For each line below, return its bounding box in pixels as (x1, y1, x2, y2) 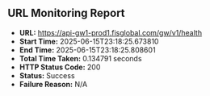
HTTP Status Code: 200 (19, 62, 101, 72)
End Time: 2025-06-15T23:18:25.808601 (19, 44, 156, 55)
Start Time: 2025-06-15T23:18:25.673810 (19, 36, 159, 46)
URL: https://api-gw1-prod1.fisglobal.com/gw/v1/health (19, 27, 203, 37)
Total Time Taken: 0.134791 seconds (19, 53, 142, 63)
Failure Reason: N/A (19, 79, 88, 89)
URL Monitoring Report (7, 6, 126, 20)
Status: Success (19, 70, 75, 80)
